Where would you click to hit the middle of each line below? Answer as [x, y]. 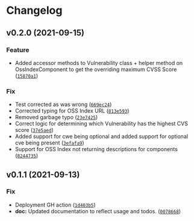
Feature [18, 50]
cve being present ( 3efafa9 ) [49, 143]
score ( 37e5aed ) [34, 130]
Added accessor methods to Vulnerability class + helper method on [99, 63]
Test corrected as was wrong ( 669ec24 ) [63, 104]
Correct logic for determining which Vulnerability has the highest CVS [102, 123]
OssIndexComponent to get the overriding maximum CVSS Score [96, 69]
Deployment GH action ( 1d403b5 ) [55, 205]
